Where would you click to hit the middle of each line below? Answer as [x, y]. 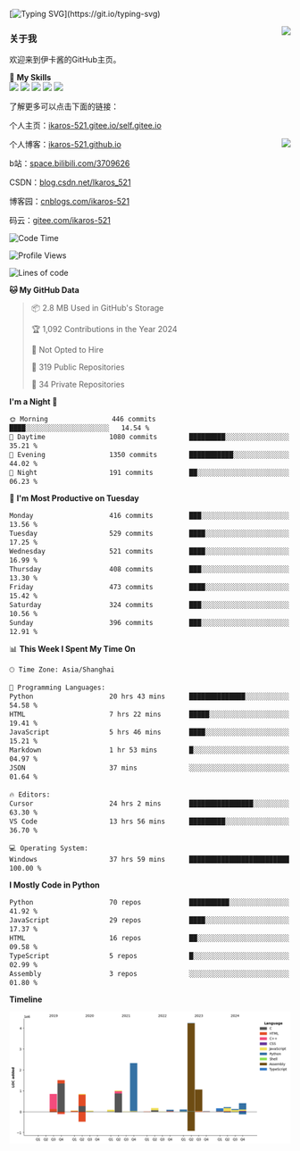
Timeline [26, 999]
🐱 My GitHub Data [45, 290]
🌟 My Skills [30, 78]
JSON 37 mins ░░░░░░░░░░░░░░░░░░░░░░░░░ [150, 768]
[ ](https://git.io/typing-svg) [85, 14]
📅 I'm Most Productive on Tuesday [75, 498]
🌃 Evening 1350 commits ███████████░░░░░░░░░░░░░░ [150, 455]
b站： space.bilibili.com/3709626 [70, 163]
